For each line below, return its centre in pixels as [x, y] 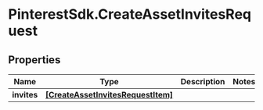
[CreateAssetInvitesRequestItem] [110, 95]
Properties [34, 60]
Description [203, 82]
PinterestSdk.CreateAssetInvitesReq [130, 14]
